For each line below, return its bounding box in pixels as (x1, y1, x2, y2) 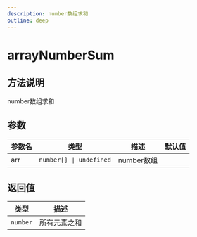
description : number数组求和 (7, 10, 89, 18)
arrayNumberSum (7, 47, 115, 63)
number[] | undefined (39, 156, 111, 164)
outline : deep (7, 17, 49, 24)
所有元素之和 (39, 218, 82, 228)
